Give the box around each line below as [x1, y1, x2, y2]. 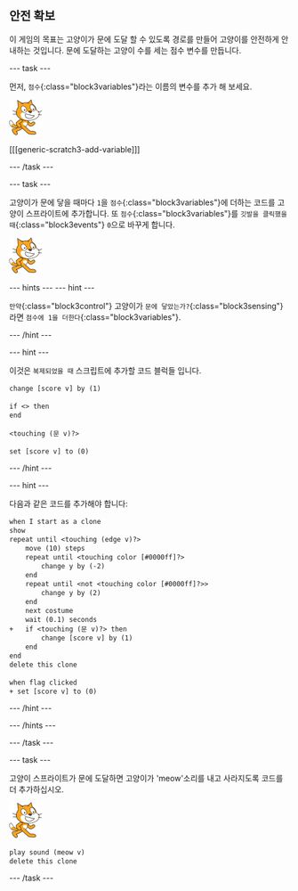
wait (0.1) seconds [25, 615, 98, 624]
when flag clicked [9, 678, 77, 687]
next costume [25, 606, 74, 615]
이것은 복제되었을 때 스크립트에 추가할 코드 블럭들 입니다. [9, 364, 202, 376]
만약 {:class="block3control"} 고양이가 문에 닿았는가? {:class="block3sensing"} [9, 300, 284, 311]
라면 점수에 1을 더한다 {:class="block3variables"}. [9, 311, 181, 323]
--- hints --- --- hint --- [9, 282, 95, 292]
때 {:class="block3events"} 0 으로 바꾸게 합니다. [9, 219, 175, 230]
